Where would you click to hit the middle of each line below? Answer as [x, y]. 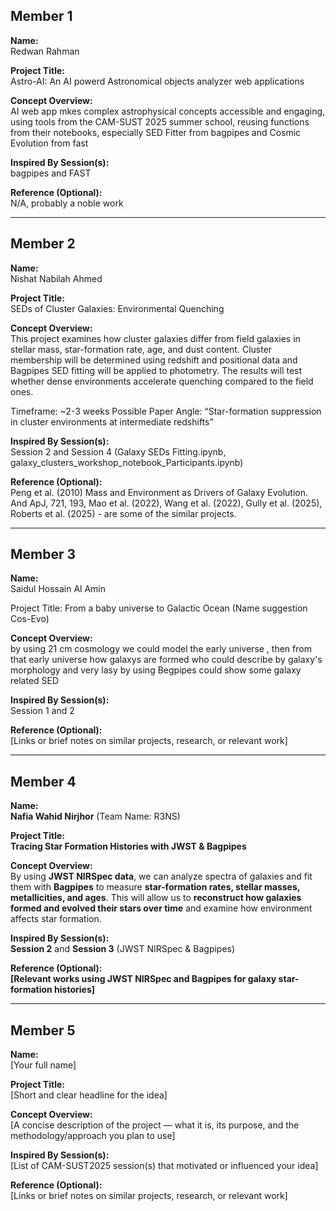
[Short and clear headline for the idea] [89, 1095]
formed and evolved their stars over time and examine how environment [161, 908]
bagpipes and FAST [51, 173]
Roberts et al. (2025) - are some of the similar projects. [123, 513]
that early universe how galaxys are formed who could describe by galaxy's [166, 660]
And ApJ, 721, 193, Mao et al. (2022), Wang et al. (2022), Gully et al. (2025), [166, 503]
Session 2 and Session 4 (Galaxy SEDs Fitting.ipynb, [118, 451]
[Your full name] [43, 1065]
